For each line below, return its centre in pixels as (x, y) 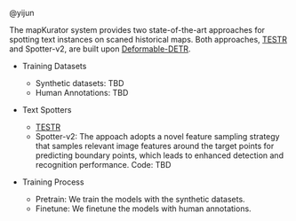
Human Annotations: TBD (82, 93)
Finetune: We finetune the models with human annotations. (143, 209)
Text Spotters (47, 110)
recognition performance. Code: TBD (103, 165)
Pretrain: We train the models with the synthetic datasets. (140, 199)
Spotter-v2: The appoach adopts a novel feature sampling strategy (157, 136)
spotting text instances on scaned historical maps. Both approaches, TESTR (148, 39)
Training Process (53, 182)
